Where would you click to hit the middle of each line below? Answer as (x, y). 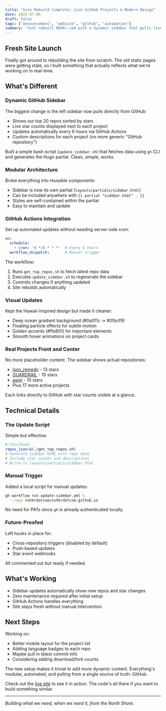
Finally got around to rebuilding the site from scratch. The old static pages (81, 60)
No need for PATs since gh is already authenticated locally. (64, 510)
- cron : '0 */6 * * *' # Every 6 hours (56, 248)
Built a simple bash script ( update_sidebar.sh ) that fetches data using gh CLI (83, 151)
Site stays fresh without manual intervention (57, 606)
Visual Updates (24, 300)
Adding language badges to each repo (51, 649)
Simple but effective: (26, 435)
